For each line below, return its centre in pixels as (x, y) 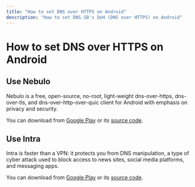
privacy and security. (32, 109)
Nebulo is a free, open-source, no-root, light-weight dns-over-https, (90, 96)
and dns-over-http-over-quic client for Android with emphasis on (108, 102)
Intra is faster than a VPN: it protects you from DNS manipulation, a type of (98, 154)
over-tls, (16, 102)
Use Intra (23, 139)
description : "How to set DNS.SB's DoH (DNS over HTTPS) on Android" (95, 17)
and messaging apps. (32, 166)
